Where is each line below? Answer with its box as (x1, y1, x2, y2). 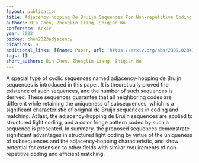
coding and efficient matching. (30, 150, 105, 157)
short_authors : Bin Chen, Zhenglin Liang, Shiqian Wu (6, 58, 142, 64)
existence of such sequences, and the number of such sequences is (6, 87, 173, 94)
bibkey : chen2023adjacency (6, 36, 73, 42)
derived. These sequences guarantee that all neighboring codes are (6, 93, 172, 101)
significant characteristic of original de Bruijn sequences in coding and (6, 106, 179, 113)
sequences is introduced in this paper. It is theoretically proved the (6, 81, 169, 88)
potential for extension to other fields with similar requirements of (6, 143, 166, 151)
